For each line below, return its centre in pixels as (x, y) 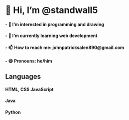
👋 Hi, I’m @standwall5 (52, 10)
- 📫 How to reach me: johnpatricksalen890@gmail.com (65, 47)
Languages (23, 76)
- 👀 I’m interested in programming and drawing (55, 24)
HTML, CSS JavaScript (29, 89)
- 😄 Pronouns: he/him (29, 61)
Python (13, 112)
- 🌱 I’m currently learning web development (51, 36)
